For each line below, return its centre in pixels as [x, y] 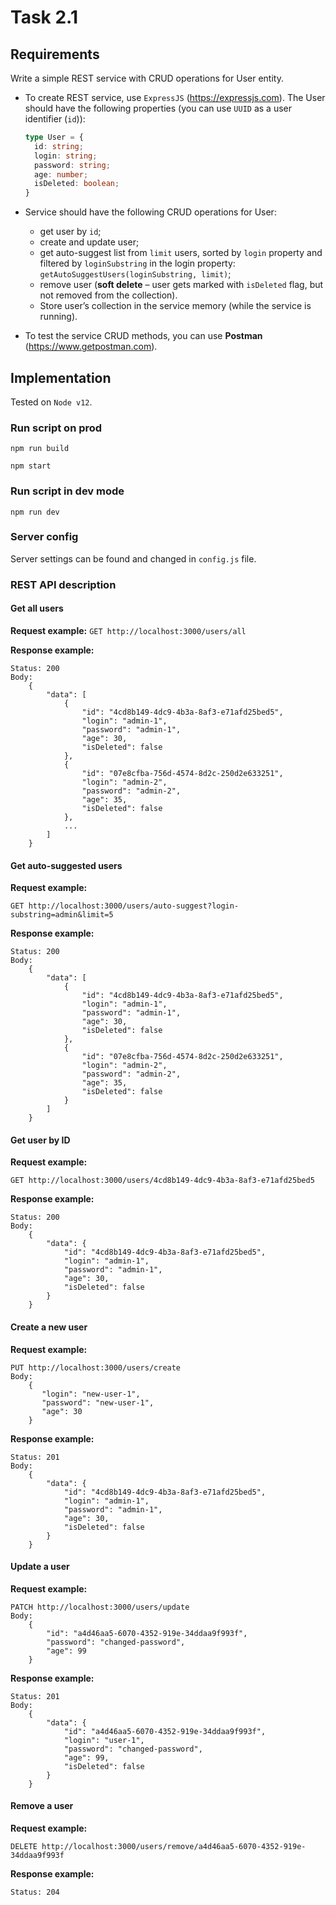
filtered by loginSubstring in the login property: [137, 263]
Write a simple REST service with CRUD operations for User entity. [147, 78]
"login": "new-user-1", [91, 1394]
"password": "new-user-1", [98, 1402]
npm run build [40, 449]
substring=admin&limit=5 [62, 915]
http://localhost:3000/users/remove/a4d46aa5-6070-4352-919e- [174, 1846]
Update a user [40, 1567]
